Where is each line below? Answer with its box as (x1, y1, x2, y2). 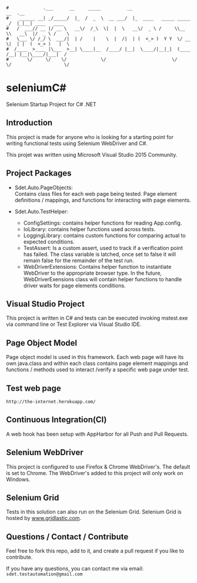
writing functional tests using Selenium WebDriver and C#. (6, 140, 148, 147)
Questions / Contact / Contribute (6, 532, 129, 542)
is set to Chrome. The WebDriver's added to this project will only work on (6, 469, 183, 476)
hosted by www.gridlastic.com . (6, 515, 81, 522)
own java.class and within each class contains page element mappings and (6, 360, 188, 367)
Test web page (6, 383, 62, 393)
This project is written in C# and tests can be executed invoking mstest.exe (6, 315, 188, 322)
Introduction (6, 118, 53, 128)
